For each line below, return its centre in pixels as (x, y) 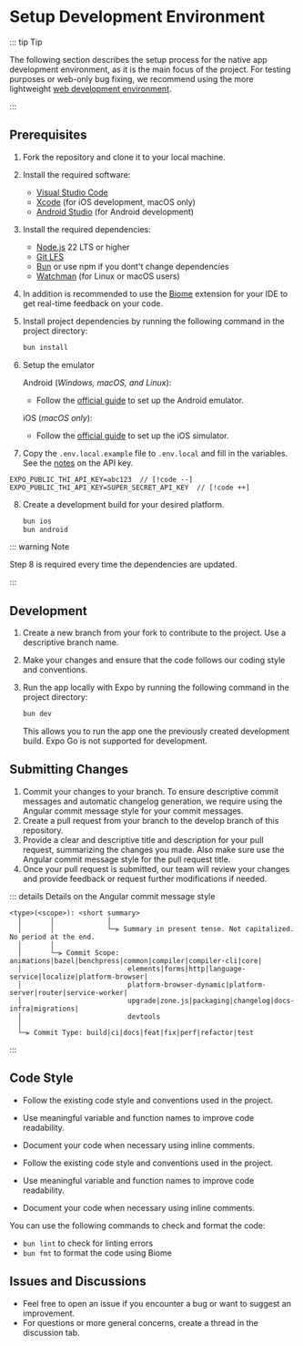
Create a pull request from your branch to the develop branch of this (151, 820)
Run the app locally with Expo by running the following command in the (156, 688)
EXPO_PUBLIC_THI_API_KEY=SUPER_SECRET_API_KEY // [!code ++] (130, 488)
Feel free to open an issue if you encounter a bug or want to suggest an (157, 1303)
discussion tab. (51, 1332)
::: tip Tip (26, 42)
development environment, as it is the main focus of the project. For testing (150, 69)
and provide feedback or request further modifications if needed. (145, 878)
